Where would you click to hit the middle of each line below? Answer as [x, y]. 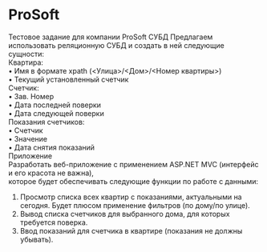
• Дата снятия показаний [51, 147]
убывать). [36, 239]
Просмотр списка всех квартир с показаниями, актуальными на [131, 197]
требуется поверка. [54, 222]
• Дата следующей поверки [56, 113]
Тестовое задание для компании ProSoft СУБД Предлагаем [111, 37]
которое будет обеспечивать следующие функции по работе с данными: [133, 181]
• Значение [28, 138]
